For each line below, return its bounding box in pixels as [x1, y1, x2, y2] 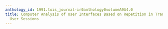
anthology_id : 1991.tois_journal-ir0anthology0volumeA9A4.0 [5, 7, 133, 12]
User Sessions [9, 16, 39, 21]
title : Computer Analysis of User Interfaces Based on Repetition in [5, 12, 153, 17]
